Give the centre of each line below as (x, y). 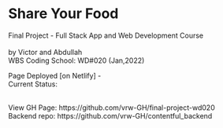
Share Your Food (63, 14)
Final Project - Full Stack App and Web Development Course (106, 35)
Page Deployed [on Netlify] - (55, 75)
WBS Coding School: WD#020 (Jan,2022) (76, 60)
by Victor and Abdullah (45, 52)
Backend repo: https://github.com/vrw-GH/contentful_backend (110, 115)
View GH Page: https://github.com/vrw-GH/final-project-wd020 (111, 108)
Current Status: (33, 84)
